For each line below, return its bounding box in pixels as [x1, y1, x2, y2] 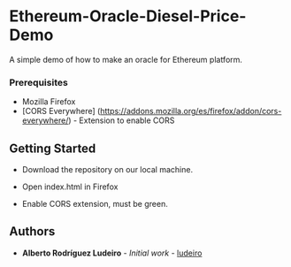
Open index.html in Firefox [21, 181, 119, 192]
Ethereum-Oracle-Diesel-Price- [9, 6, 247, 27]
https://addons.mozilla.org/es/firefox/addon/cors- [100, 106, 282, 117]
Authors [9, 224, 56, 240]
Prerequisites [9, 76, 68, 88]
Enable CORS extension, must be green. [21, 199, 168, 210]
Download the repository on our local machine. [21, 164, 193, 175]
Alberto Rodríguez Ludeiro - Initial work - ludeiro [21, 248, 203, 258]
